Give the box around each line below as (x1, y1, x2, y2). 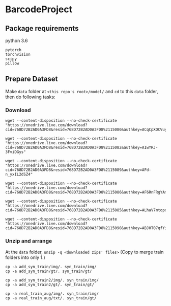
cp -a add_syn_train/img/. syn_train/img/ (5, 265, 97, 270)
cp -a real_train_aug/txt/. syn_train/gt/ (5, 296, 97, 301)
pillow (5, 61, 19, 66)
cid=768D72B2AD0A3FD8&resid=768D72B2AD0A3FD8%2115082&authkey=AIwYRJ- (5, 145, 158, 150)
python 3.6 (5, 37, 28, 43)
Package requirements (5, 24, 79, 33)
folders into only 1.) (5, 254, 46, 260)
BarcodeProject (5, 4, 73, 15)
